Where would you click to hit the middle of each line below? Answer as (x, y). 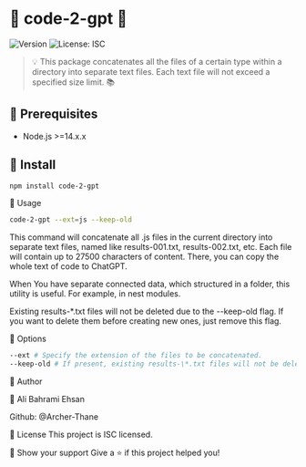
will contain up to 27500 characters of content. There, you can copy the (144, 257)
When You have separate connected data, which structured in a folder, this (150, 284)
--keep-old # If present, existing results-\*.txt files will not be (144, 364)
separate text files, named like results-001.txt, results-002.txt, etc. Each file (151, 247)
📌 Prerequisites (54, 114)
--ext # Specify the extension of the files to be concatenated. (136, 356)
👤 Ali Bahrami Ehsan (47, 400)
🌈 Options (28, 339)
